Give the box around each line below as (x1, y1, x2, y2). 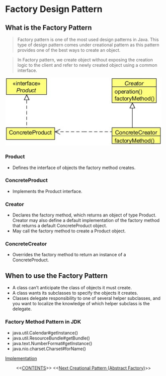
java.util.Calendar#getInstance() (12, 330, 78, 336)
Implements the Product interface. (12, 188, 83, 194)
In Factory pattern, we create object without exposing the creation (17, 57, 153, 63)
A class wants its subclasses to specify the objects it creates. (12, 290, 138, 296)
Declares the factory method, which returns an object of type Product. (12, 212, 157, 218)
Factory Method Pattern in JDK (5, 318, 82, 325)
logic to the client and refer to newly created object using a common (17, 62, 158, 68)
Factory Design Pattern (5, 3, 103, 15)
